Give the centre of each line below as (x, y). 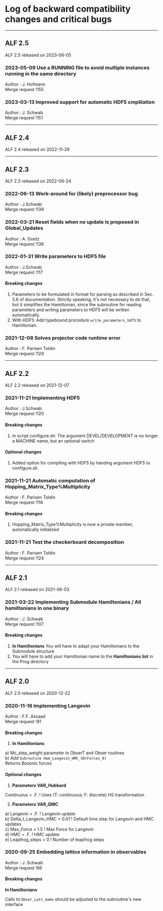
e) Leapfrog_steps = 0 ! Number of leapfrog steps (55, 839)
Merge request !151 (24, 118)
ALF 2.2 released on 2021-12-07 (37, 385)
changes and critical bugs (58, 19)
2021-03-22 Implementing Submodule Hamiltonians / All (73, 602)
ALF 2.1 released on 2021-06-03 (37, 590)
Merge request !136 (24, 244)
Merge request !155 (24, 90)
